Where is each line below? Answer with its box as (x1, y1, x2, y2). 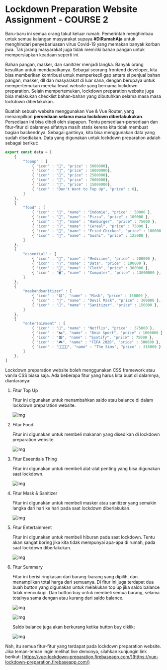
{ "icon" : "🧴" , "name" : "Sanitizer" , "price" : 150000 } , (31, 303, 159, 308)
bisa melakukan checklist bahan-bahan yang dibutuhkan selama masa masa (5, 93, 162, 99)
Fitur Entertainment (12, 524, 52, 530)
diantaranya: (5, 378, 31, 384)
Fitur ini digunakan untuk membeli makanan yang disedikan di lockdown (12, 431, 160, 437)
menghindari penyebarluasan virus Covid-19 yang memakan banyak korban (5, 41, 160, 47)
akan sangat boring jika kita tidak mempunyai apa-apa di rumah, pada (12, 539, 156, 545)
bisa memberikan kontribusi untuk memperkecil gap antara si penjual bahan (5, 72, 161, 78)
